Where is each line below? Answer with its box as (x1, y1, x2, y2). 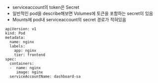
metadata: (5, 35, 26, 40)
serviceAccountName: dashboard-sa (9, 74, 81, 79)
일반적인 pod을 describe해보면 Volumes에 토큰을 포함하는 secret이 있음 (12, 10, 154, 16)
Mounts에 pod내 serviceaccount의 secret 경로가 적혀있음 (12, 17, 126, 22)
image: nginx (16, 70, 43, 75)
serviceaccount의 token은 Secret (12, 4, 79, 10)
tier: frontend (14, 52, 46, 57)
